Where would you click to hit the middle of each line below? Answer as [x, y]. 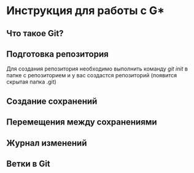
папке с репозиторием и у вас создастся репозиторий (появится [92, 75]
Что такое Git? [35, 33]
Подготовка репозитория [57, 54]
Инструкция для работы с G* [85, 11]
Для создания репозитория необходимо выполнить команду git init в [97, 69]
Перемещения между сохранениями [82, 122]
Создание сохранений [52, 101]
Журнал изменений [47, 143]
